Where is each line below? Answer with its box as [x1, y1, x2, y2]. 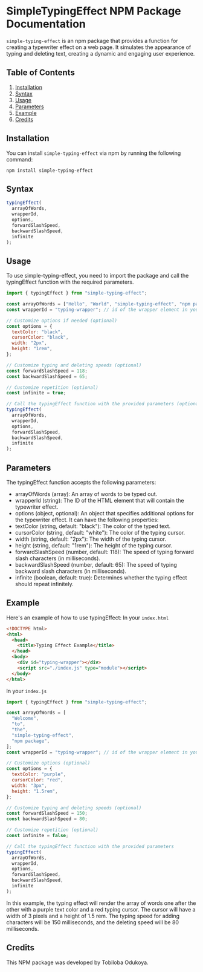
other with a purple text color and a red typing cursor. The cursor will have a [6, 905, 196, 913]
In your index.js [6, 687, 47, 694]
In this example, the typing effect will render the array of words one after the [6, 899, 196, 907]
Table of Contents [6, 68, 76, 78]
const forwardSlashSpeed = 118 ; [6, 368, 88, 374]
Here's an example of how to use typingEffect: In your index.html [6, 614, 169, 621]
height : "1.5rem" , [11, 788, 59, 794]
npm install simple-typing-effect [6, 168, 94, 174]
